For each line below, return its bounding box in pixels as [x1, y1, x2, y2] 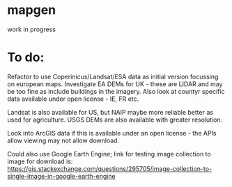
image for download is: [7, 157, 73, 165]
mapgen [7, 2, 56, 18]
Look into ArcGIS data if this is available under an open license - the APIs [7, 129, 217, 137]
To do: [7, 49, 45, 65]
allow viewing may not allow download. [7, 136, 120, 145]
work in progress [7, 25, 56, 33]
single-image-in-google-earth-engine [7, 172, 116, 180]
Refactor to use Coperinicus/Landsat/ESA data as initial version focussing [7, 72, 219, 81]
